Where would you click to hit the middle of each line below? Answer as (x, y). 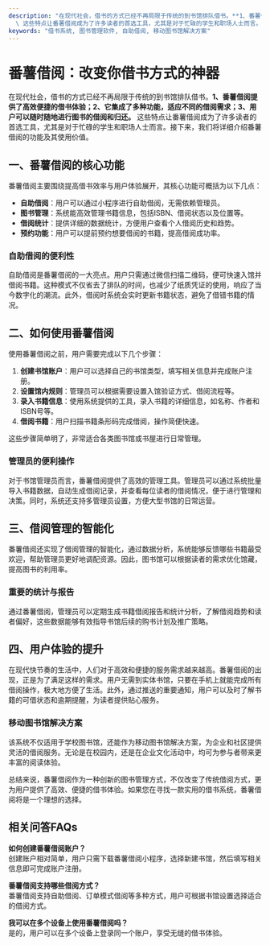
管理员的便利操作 (41, 461)
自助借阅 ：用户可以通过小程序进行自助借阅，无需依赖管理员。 (122, 203)
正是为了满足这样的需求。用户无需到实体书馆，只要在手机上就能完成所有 (142, 680)
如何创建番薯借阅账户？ (47, 848)
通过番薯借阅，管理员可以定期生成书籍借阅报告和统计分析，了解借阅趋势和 (131, 611)
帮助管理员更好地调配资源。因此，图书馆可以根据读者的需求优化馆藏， (145, 559)
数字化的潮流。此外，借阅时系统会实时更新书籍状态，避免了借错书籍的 (131, 295)
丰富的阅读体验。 (37, 762)
